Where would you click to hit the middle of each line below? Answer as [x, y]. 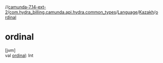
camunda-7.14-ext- [27, 7]
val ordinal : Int [19, 55]
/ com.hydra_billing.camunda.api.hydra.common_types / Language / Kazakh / [81, 12]
